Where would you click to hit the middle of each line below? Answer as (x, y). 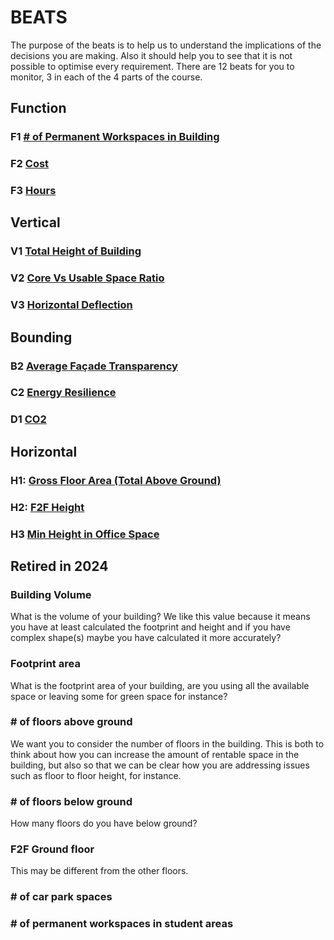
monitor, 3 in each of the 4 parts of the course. (106, 77)
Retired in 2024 (59, 566)
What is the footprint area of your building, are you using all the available (160, 685)
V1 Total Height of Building (76, 251)
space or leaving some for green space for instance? (119, 696)
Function (38, 108)
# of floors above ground (71, 722)
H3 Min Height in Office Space (85, 534)
